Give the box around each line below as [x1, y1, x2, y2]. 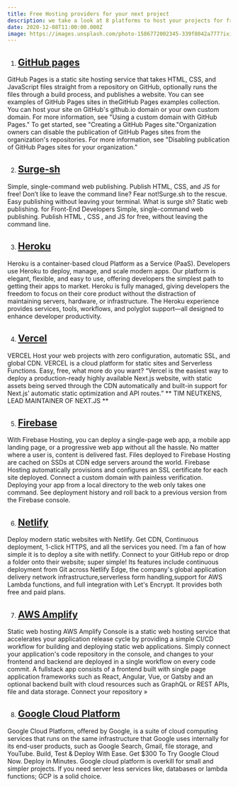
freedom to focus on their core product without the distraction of [7, 289, 196, 298]
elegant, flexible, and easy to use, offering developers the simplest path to [7, 274, 225, 283]
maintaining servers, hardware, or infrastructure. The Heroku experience [7, 297, 220, 305]
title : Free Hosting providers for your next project [7, 10, 170, 18]
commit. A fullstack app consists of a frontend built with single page [7, 664, 206, 673]
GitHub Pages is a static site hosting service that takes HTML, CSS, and [7, 75, 216, 84]
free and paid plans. [7, 588, 66, 596]
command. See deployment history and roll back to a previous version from [7, 488, 227, 497]
